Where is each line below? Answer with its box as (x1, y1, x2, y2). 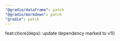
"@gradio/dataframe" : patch (5, 7, 65, 12)
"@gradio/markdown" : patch (5, 12, 62, 17)
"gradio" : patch (5, 16, 39, 21)
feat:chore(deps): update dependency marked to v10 (5, 30, 115, 36)
